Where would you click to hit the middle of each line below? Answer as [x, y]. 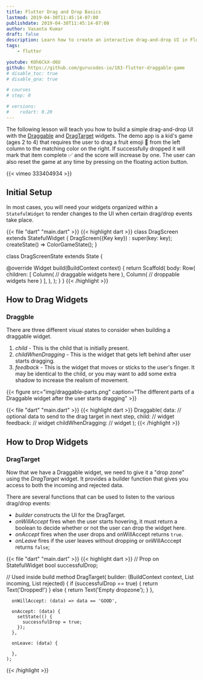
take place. [20, 220]
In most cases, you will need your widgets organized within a [82, 207]
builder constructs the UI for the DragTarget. [70, 515]
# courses [19, 90]
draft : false [23, 34]
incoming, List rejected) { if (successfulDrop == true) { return [82, 583]
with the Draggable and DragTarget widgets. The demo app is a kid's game [100, 135]
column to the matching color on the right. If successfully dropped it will [96, 148]
